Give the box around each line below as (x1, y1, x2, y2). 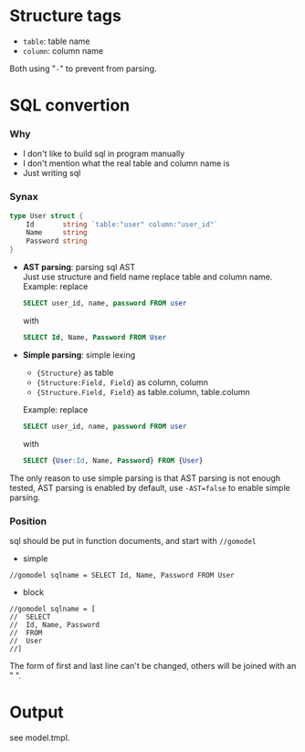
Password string (26, 236, 89, 246)
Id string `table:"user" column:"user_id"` (26, 220, 219, 229)
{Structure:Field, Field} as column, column (36, 376, 208, 388)
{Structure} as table (36, 367, 114, 378)
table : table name (22, 36, 90, 47)
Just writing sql (22, 168, 81, 179)
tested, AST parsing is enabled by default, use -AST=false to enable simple (9, 482, 290, 493)
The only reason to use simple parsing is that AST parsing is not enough (9, 472, 281, 484)
